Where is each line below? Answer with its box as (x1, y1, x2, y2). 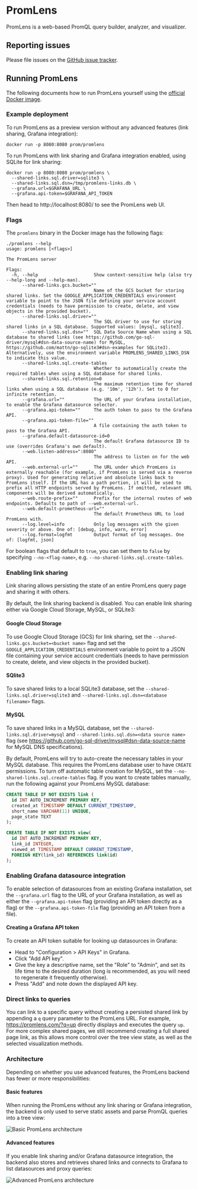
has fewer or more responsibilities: (6, 1074, 91, 1082)
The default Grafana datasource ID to (94, 438, 190, 444)
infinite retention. (6, 391, 58, 398)
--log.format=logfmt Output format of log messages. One (21, 532, 184, 538)
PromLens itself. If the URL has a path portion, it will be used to (6, 480, 182, 486)
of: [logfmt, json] (6, 537, 55, 543)
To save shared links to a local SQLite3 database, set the (6, 685, 145, 692)
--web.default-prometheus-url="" (21, 506, 105, 512)
